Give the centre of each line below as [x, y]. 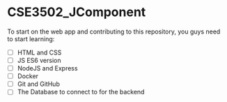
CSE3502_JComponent [77, 12]
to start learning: [31, 38]
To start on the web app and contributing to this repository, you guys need [114, 31]
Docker [28, 76]
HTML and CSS [39, 52]
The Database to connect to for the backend [81, 92]
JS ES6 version [39, 60]
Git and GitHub [39, 84]
